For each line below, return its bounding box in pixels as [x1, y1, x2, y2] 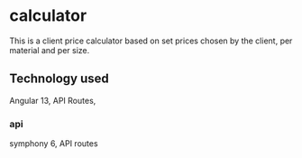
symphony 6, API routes [9, 138, 98, 149]
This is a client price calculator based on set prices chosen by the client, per [9, 35, 293, 46]
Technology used [9, 71, 110, 87]
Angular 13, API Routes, [9, 95, 96, 106]
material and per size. [9, 44, 90, 55]
